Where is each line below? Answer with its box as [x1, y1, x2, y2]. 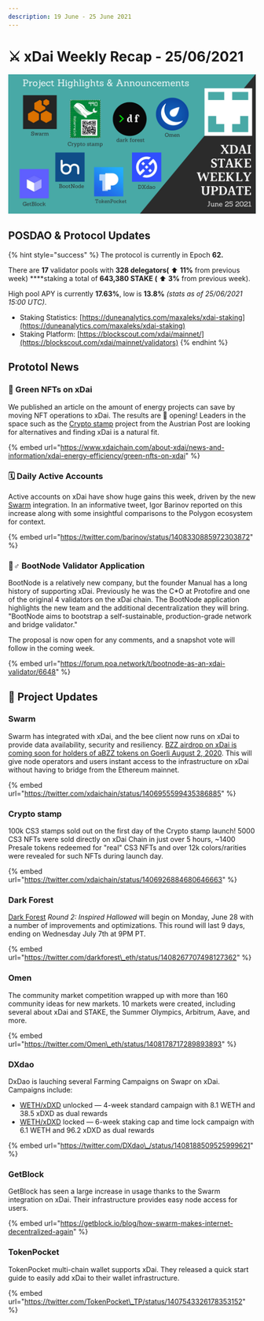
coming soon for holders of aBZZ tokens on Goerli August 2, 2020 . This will [8, 748, 253, 758]
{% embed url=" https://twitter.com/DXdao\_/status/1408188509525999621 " [8, 1141, 254, 1150]
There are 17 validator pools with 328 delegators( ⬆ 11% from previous [8, 265, 240, 275]
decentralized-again [8, 1227, 74, 1237]
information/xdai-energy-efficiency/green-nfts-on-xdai [8, 451, 186, 460]
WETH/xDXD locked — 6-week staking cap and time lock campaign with [19, 1117, 255, 1126]
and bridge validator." [8, 620, 78, 629]
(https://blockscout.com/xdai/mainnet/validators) [19, 337, 179, 347]
